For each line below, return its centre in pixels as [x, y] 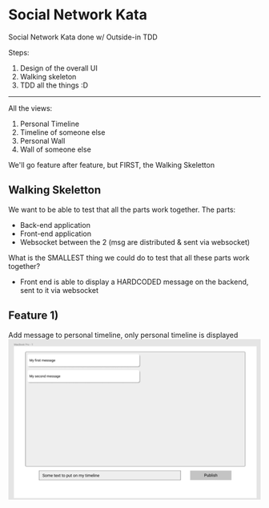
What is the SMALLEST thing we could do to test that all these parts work [129, 258]
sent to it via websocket [59, 290]
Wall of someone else [56, 149]
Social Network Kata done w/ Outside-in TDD [83, 37]
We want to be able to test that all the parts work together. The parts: [122, 209]
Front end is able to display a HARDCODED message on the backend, [134, 282]
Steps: [19, 52]
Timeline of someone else [62, 132]
